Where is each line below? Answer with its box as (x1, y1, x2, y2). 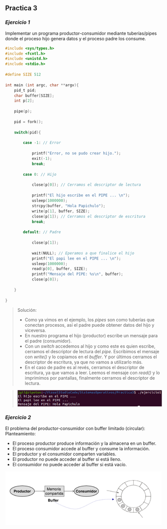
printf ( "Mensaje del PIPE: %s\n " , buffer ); (31, 271, 123, 277)
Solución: (17, 307, 37, 313)
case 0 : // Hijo (23, 172, 57, 177)
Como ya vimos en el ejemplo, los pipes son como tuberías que (24, 316, 155, 323)
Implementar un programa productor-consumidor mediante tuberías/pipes (5, 30, 157, 36)
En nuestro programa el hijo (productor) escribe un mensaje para (24, 332, 158, 338)
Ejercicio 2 (5, 414, 31, 421)
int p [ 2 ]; (14, 98, 35, 104)
